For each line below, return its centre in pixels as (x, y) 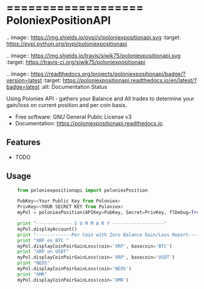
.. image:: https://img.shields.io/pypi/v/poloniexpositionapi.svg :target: (93, 37)
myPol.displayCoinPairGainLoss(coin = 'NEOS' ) (74, 269)
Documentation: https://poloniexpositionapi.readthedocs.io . (90, 123)
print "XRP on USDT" (43, 252)
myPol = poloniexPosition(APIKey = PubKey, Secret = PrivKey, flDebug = (104, 213)
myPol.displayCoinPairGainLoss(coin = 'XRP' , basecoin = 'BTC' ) (95, 246)
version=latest (24, 80)
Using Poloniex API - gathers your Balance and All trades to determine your (100, 99)
